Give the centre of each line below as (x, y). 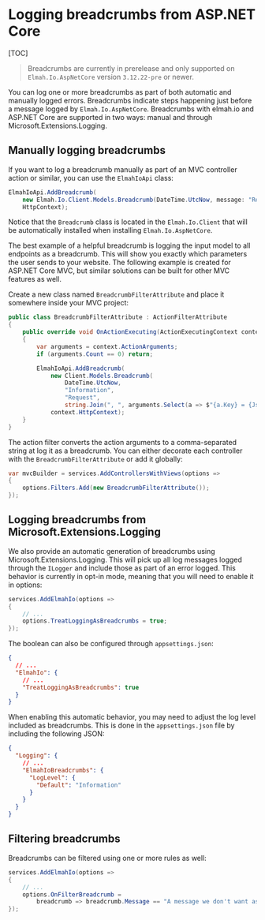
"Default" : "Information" (79, 785)
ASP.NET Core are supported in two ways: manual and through (110, 117)
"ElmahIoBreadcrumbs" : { (63, 770)
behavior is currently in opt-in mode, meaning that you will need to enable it (131, 576)
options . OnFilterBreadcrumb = (72, 894)
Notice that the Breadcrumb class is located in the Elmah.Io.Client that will (128, 222)
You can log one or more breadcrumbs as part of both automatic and (120, 92)
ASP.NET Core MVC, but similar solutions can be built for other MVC (119, 271)
